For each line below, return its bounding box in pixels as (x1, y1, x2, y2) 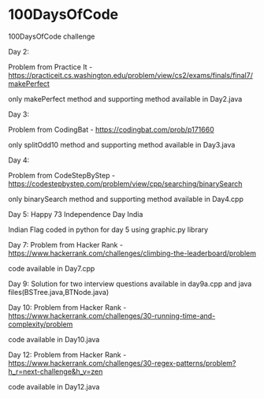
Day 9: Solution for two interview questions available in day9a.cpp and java (8, 278, 252, 289)
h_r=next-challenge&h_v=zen (8, 367, 103, 376)
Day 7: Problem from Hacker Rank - (8, 240, 124, 249)
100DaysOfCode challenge (8, 32, 95, 41)
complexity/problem (8, 319, 73, 329)
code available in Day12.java (8, 382, 100, 391)
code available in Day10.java (8, 334, 100, 344)
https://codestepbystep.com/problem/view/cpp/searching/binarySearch (8, 179, 243, 188)
